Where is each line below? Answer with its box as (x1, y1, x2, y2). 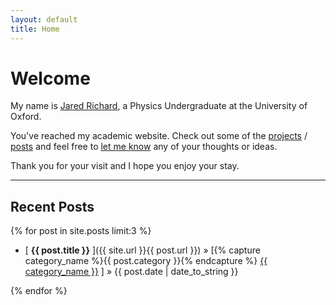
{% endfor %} (10, 285, 68, 297)
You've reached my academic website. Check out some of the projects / (10, 130, 308, 142)
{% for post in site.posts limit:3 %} (10, 225, 152, 237)
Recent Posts (10, 198, 95, 215)
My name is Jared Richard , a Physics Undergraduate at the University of (10, 100, 308, 112)
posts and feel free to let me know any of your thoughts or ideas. (10, 141, 278, 153)
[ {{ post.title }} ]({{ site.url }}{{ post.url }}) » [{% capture (24, 244, 261, 256)
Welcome (10, 67, 91, 90)
